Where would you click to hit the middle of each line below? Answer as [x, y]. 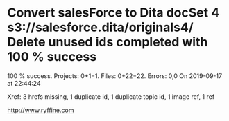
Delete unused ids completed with [108, 42]
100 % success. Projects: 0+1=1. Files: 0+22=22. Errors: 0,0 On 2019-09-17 [115, 76]
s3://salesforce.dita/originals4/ [100, 27]
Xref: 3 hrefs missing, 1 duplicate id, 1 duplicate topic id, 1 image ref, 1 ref [111, 96]
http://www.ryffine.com [41, 110]
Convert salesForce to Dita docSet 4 [113, 13]
